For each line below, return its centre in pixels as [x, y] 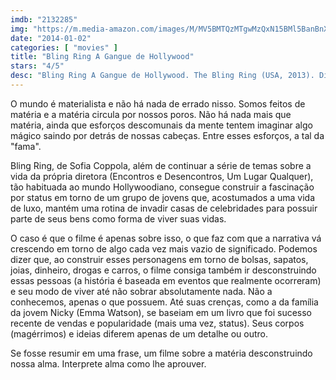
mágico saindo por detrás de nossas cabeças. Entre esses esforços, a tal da [167, 135]
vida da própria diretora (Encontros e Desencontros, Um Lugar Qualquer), [162, 176]
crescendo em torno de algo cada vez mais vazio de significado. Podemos [164, 248]
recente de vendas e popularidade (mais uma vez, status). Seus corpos [157, 323]
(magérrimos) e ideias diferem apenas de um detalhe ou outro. [139, 333]
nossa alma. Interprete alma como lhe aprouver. [108, 363]
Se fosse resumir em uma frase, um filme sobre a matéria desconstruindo [161, 353]
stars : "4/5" [37, 66]
